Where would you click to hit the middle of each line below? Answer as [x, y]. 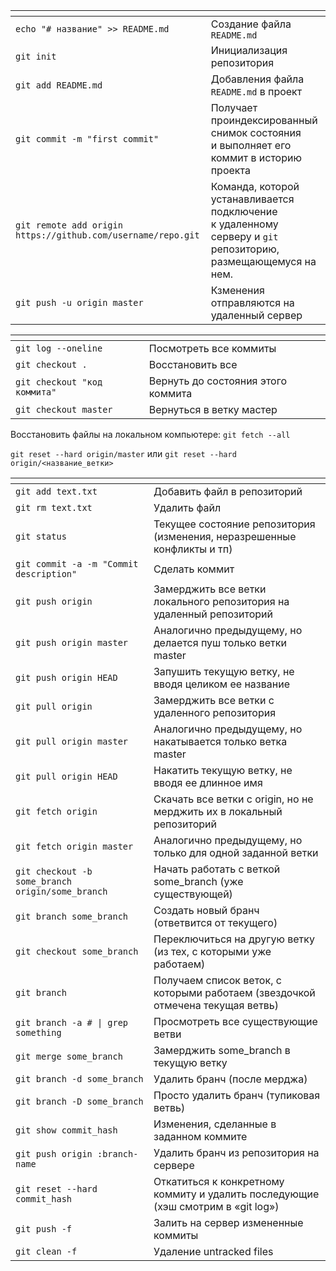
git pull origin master [72, 741]
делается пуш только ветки [220, 642]
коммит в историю [256, 157]
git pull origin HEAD [66, 776]
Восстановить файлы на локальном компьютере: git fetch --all [150, 434]
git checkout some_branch [77, 951]
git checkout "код [59, 382]
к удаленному [244, 224]
